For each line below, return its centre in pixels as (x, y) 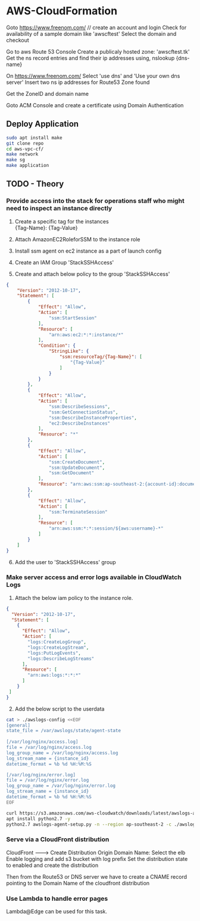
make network (22, 154)
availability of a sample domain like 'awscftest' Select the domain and (91, 33)
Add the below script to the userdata (60, 709)
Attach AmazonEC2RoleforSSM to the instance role (78, 239)
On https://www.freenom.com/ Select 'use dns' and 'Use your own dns (93, 76)
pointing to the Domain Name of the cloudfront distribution (78, 883)
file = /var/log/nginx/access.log (49, 748)
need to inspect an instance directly (59, 209)
